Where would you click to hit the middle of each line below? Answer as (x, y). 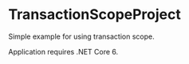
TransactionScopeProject (95, 15)
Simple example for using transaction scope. (81, 36)
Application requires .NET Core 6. (63, 51)
